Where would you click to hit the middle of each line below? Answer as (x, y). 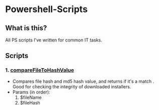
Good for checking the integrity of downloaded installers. (72, 86)
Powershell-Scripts (47, 9)
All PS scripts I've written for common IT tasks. (54, 40)
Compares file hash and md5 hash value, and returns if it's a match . (83, 81)
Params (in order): (31, 92)
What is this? (26, 28)
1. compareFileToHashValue (40, 70)
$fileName (31, 97)
